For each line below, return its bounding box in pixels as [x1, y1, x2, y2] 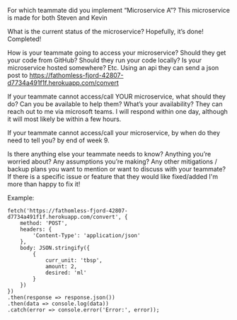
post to [7, 71, 28, 79]
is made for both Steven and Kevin [7, 13, 108, 22]
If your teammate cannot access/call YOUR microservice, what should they [7, 92, 226, 101]
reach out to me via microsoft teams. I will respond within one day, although [7, 108, 229, 115]
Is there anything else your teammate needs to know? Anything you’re [7, 150, 212, 158]
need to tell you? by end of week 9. [7, 136, 110, 144]
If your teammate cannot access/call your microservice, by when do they [7, 129, 221, 137]
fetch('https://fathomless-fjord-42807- [7, 207, 129, 215]
